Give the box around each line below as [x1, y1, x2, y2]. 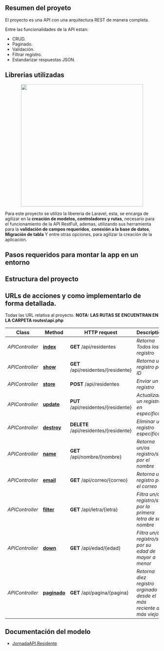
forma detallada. [5, 299, 57, 307]
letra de [136, 515, 154, 522]
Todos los [136, 344, 159, 350]
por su [136, 542, 151, 549]
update [42, 401, 60, 408]
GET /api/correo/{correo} [70, 477, 128, 484]
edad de [136, 548, 156, 555]
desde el [136, 592, 156, 599]
